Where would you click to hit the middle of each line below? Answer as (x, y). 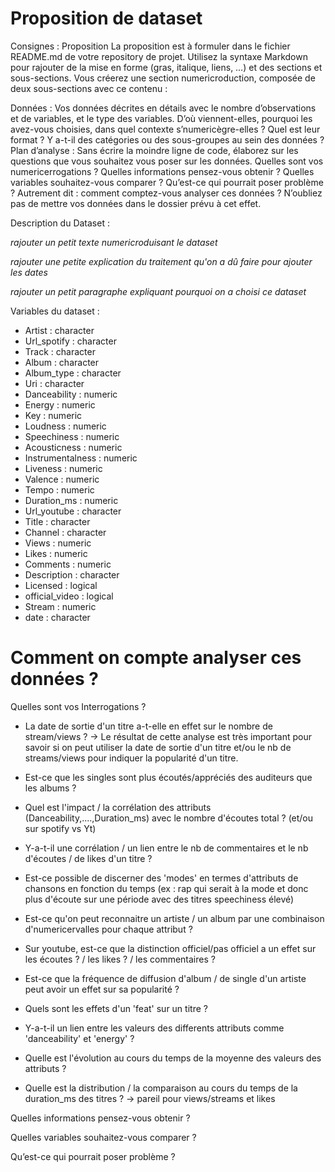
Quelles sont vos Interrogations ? (78, 706)
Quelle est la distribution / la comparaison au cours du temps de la (161, 1088)
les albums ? (50, 788)
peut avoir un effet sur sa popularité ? (102, 989)
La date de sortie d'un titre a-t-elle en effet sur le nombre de (148, 726)
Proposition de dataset (106, 18)
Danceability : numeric (71, 394)
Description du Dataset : (60, 223)
